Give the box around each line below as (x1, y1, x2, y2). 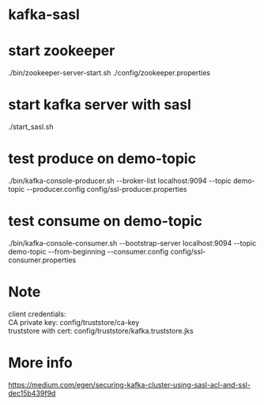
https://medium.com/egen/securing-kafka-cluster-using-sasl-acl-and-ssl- (8, 380, 251, 389)
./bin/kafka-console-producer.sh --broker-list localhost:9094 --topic (8, 176, 232, 185)
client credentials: (8, 309, 66, 319)
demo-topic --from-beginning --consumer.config (8, 246, 169, 256)
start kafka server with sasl (8, 96, 192, 114)
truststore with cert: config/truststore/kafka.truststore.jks (8, 326, 194, 335)
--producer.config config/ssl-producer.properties (26, 185, 187, 193)
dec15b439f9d (8, 388, 56, 398)
